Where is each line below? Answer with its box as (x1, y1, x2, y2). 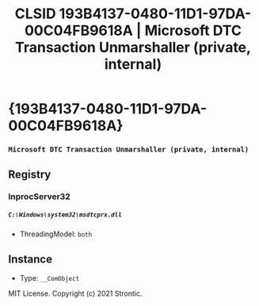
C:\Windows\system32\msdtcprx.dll (8, 211, 123, 219)
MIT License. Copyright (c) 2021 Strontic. (8, 289, 143, 298)
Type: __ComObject (19, 273, 80, 283)
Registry (8, 167, 51, 181)
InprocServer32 (8, 191, 71, 202)
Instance (8, 252, 53, 266)
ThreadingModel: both (19, 229, 93, 239)
